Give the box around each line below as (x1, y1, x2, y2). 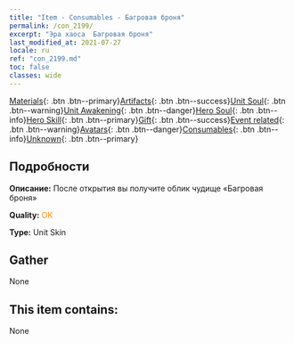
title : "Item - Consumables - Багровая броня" (9, 12, 185, 22)
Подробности (9, 159, 90, 175)
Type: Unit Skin (9, 226, 67, 237)
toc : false (9, 63, 50, 72)
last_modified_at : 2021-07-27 (9, 37, 122, 47)
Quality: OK (9, 209, 53, 220)
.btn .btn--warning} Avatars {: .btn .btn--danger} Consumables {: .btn (9, 124, 256, 135)
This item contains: (9, 302, 118, 317)
